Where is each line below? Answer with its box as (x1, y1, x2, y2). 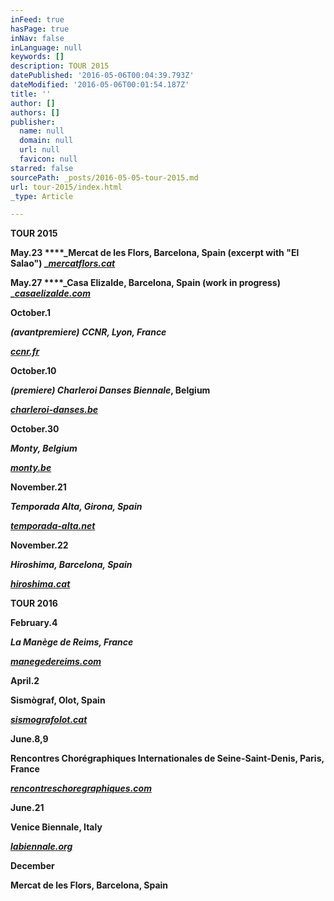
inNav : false (10, 33, 65, 43)
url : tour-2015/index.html (10, 182, 123, 192)
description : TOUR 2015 (10, 61, 110, 71)
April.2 (10, 675, 40, 687)
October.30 (10, 423, 60, 435)
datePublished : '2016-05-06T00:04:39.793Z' (10, 71, 195, 81)
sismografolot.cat (10, 714, 88, 726)
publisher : (10, 117, 56, 127)
